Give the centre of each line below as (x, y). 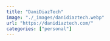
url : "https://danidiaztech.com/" (50, 23)
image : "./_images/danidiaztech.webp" (55, 17)
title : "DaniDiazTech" (35, 12)
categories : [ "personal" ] (39, 29)
